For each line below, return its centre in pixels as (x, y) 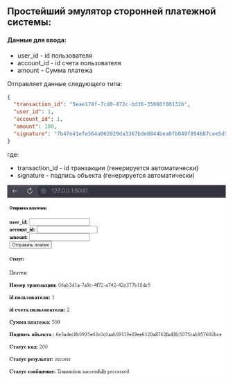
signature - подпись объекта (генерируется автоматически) (106, 175)
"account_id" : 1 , (38, 119)
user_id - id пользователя (54, 56)
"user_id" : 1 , (34, 112)
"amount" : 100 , (35, 127)
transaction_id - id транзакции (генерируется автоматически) (108, 168)
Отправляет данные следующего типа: (65, 83)
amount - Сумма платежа (55, 70)
